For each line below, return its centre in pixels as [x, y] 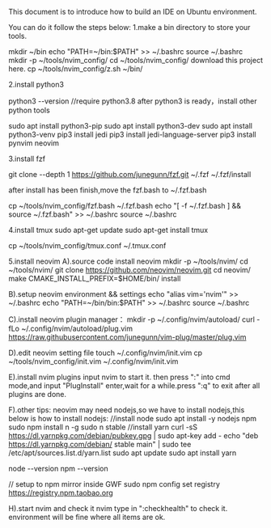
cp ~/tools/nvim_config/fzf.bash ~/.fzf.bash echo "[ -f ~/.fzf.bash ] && [125, 206]
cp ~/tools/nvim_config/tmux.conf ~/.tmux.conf [87, 245]
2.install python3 [36, 84]
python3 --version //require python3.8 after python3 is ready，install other [133, 101]
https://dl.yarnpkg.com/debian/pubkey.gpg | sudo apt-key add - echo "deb [133, 435]
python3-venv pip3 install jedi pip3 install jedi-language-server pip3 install [132, 134]
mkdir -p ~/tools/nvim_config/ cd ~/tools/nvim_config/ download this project [135, 60]
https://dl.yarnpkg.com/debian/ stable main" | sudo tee [100, 444]
